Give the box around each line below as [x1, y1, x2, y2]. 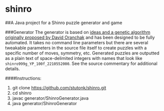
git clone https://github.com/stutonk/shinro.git [12, 84, 106, 90]
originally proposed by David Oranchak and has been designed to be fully [5, 34, 155, 40]
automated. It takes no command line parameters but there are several [5, 39, 148, 45]
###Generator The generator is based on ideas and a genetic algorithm [5, 29, 151, 35]
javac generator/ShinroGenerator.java [12, 95, 89, 101]
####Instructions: [5, 75, 42, 81]
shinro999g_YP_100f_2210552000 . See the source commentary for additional [5, 60, 158, 66]
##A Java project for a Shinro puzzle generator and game [5, 20, 123, 26]
